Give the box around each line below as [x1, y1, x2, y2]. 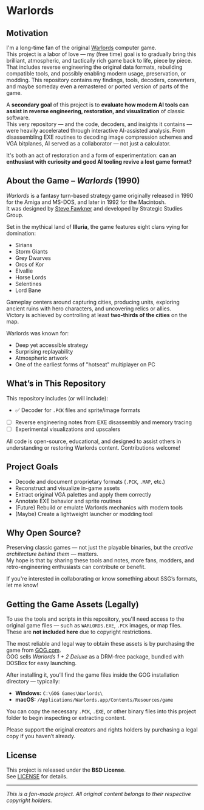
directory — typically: [6, 678, 60, 685]
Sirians [15, 241, 33, 248]
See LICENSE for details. [6, 773, 68, 780]
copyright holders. [6, 797, 53, 804]
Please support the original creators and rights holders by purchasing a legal [6, 726, 198, 733]
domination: [6, 229, 36, 237]
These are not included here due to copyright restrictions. [6, 628, 152, 636]
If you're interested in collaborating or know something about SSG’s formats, [6, 575, 197, 582]
